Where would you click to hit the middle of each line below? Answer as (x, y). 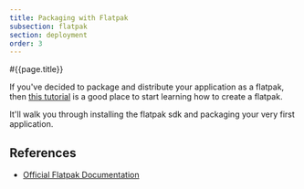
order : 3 (26, 43)
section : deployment (49, 35)
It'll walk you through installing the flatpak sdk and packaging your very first (152, 114)
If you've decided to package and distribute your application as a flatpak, (147, 87)
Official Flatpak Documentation (81, 175)
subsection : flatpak (49, 26)
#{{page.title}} (37, 69)
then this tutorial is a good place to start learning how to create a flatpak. (146, 97)
